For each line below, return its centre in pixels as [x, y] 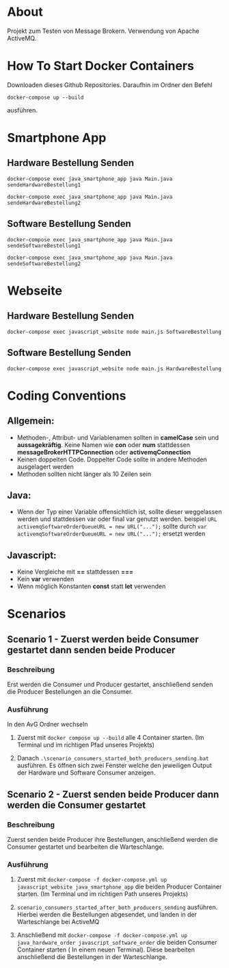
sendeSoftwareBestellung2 [44, 264]
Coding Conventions [67, 396]
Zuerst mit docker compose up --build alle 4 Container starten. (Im [110, 738]
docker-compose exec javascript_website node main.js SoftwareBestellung [114, 332]
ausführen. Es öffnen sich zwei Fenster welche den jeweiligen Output [114, 766]
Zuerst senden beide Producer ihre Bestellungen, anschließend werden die [112, 839]
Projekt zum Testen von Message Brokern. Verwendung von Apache [103, 31]
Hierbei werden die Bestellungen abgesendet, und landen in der [107, 915]
